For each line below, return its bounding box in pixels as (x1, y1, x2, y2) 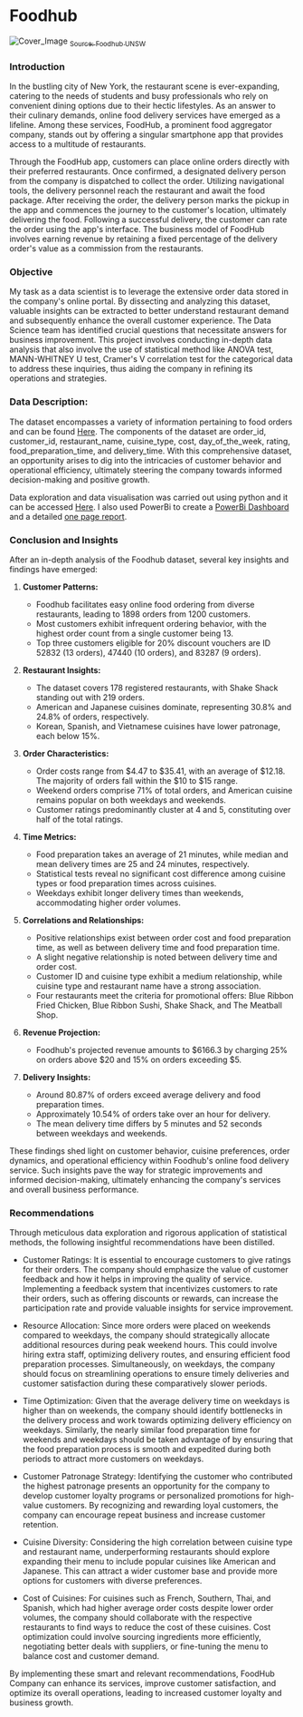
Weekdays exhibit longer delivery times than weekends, (35, 887, 244, 898)
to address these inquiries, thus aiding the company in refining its (9, 364, 253, 375)
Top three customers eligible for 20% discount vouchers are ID (35, 637, 271, 649)
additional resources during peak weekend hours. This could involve (22, 1340, 278, 1351)
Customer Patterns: (22, 581, 99, 592)
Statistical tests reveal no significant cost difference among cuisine (35, 868, 287, 879)
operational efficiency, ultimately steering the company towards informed (9, 464, 283, 475)
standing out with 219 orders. (35, 691, 146, 703)
